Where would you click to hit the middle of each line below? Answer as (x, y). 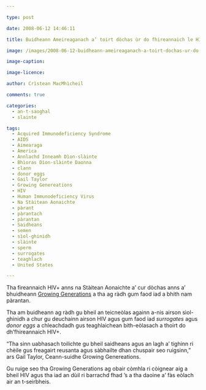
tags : (13, 128)
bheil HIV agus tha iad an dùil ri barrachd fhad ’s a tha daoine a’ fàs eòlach (100, 375)
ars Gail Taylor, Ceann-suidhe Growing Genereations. (74, 357)
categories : (21, 106)
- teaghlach (27, 259)
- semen (22, 231)
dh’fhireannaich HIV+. (34, 332)
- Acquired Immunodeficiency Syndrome (62, 134)
